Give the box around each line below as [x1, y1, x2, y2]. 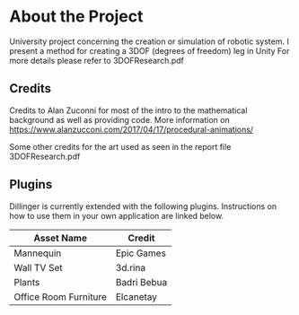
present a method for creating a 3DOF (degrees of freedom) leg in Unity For [9, 45, 290, 56]
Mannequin [13, 247, 62, 259]
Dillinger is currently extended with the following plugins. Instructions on [9, 200, 277, 212]
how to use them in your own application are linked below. [9, 210, 224, 221]
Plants [13, 276, 40, 288]
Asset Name [33, 232, 88, 244]
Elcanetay [115, 290, 158, 302]
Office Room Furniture [13, 290, 108, 302]
